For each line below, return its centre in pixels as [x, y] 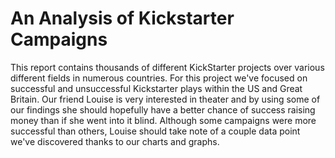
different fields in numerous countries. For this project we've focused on [159, 78]
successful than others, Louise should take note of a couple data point [155, 131]
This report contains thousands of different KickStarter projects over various [167, 67]
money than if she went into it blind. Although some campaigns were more [163, 120]
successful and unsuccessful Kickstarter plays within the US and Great [156, 88]
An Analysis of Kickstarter [122, 18]
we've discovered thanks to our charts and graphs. [115, 141]
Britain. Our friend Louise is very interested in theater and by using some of [165, 99]
